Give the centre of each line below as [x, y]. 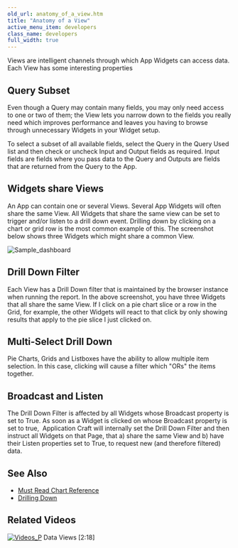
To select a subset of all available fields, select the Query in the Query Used [118, 143]
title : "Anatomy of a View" [49, 21]
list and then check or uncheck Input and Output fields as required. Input [114, 151]
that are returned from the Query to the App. [72, 166]
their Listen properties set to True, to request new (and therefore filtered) [114, 444]
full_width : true [33, 40]
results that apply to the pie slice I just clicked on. [80, 319]
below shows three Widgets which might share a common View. [101, 236]
